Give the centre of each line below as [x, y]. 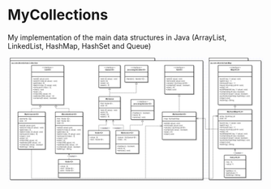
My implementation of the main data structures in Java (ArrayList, [117, 37]
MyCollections [58, 15]
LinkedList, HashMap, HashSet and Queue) [80, 45]
